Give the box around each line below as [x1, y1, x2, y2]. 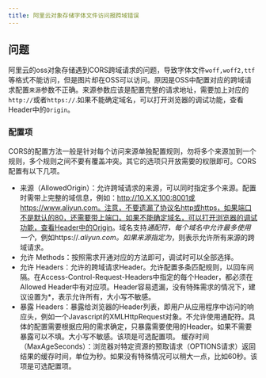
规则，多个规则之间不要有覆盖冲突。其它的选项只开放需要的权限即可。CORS [8, 156, 256, 166]
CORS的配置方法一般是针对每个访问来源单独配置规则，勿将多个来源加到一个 [8, 146, 256, 155]
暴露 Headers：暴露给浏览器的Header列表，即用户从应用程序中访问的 [19, 302, 248, 311]
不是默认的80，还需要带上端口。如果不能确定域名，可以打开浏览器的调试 [19, 212, 258, 222]
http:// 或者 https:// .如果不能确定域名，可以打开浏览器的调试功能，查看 [8, 95, 244, 105]
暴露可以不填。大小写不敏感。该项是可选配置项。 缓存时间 [19, 331, 210, 341]
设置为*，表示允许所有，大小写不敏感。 [26, 292, 156, 301]
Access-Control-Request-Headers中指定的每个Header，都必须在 [40, 272, 253, 281]
